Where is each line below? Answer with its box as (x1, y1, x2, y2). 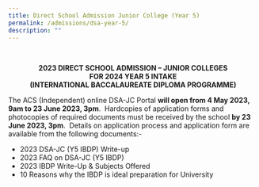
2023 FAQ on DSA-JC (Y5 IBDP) (19, 153, 124, 162)
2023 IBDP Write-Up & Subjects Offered (19, 162, 150, 171)
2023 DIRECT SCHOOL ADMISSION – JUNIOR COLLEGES (38, 63, 228, 73)
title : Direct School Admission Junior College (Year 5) (8, 11, 200, 20)
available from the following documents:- (8, 129, 143, 139)
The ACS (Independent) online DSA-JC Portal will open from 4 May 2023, (8, 96, 250, 105)
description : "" (8, 26, 62, 34)
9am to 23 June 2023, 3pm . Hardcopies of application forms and (8, 104, 224, 113)
